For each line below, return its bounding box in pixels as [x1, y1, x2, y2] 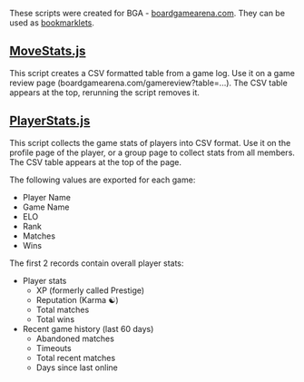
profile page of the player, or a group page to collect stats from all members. [9, 147, 295, 158]
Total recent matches [35, 352, 116, 363]
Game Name [22, 201, 70, 212]
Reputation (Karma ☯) [35, 294, 120, 305]
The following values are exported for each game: [9, 174, 196, 185]
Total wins [35, 313, 75, 325]
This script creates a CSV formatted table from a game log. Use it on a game [9, 67, 295, 78]
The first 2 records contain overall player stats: [9, 258, 184, 269]
